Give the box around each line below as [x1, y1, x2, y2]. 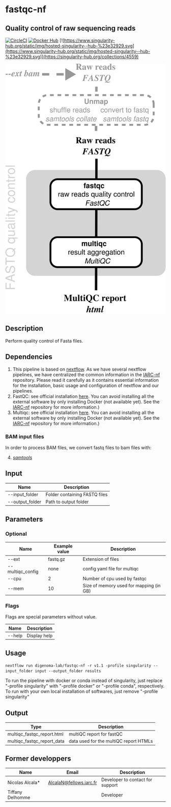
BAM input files [5, 433, 44, 440]
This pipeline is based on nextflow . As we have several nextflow [12, 366, 147, 372]
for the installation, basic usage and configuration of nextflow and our [12, 382, 159, 388]
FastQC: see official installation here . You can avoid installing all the [12, 393, 154, 399]
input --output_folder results [35, 669, 101, 674]
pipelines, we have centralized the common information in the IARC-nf [12, 371, 160, 378]
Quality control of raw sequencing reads [5, 24, 136, 33]
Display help [26, 632, 53, 638]
